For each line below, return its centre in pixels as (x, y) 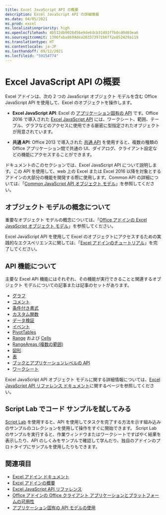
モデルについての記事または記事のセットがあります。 (78, 285)
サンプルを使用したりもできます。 (65, 447)
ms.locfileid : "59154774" (32, 56)
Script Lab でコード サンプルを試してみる (68, 409)
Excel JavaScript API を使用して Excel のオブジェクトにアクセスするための (81, 237)
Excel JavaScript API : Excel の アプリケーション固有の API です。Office (85, 113)
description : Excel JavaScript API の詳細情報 (52, 14)
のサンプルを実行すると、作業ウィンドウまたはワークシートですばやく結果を (83, 434)
